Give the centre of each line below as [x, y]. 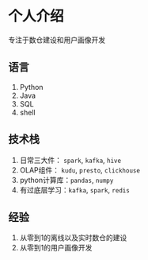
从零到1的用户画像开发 [56, 248]
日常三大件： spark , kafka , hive [70, 160]
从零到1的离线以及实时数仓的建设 [73, 238]
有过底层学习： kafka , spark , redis [75, 190]
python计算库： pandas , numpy [66, 180]
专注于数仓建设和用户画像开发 [57, 40]
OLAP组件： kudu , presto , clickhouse [80, 170]
